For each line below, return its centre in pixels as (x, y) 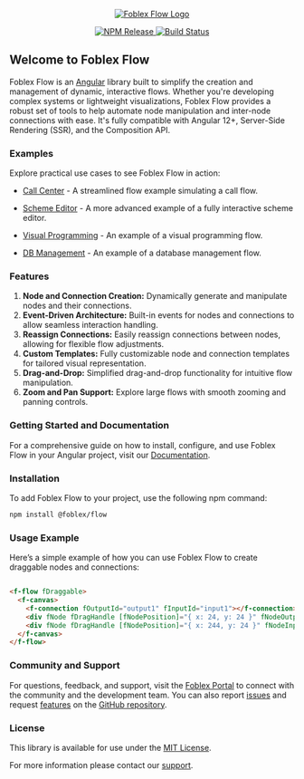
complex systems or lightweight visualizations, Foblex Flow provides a (140, 101)
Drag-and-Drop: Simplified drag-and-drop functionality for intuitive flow (157, 373)
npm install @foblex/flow (58, 515)
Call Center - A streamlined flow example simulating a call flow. (140, 191)
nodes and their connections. (77, 306)
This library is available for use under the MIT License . (110, 747)
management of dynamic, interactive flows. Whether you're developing (142, 91)
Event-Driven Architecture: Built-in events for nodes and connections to (158, 315)
